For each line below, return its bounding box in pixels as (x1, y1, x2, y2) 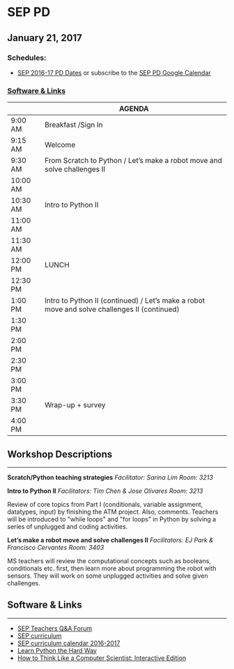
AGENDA (118, 104, 149, 113)
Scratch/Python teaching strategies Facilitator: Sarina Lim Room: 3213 (7, 473, 214, 481)
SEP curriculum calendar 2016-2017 (17, 638, 120, 647)
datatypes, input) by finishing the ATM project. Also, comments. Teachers (7, 507, 219, 516)
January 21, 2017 (7, 32, 82, 44)
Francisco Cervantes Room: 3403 (7, 543, 104, 551)
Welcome (44, 140, 76, 150)
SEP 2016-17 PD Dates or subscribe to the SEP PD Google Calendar (17, 68, 211, 77)
